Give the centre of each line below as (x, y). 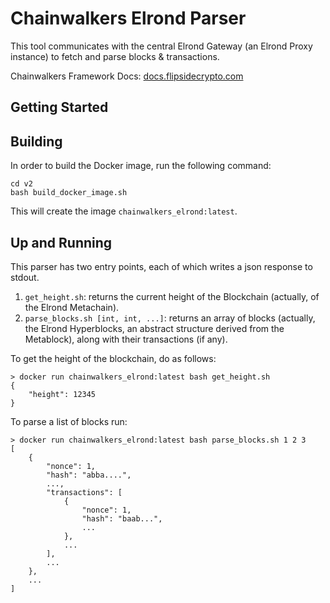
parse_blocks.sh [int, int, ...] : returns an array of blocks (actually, (170, 318)
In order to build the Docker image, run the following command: (141, 166)
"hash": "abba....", (89, 475)
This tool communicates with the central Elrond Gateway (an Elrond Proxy (161, 46)
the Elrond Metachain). (72, 307)
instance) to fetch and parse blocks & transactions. (115, 56)
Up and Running (61, 242)
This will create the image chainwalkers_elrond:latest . (124, 211)
